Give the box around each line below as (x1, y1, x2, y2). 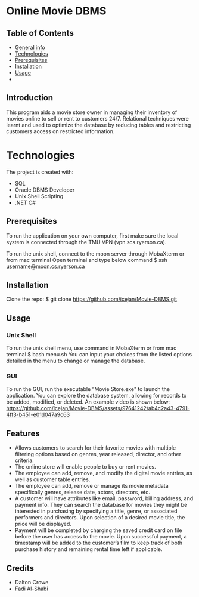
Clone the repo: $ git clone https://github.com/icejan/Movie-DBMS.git (6, 296, 178, 303)
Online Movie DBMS (6, 4, 107, 18)
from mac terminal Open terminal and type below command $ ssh (6, 256, 168, 263)
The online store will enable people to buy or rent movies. (14, 463, 156, 470)
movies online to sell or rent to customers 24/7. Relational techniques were (6, 115, 189, 122)
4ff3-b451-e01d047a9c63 (6, 411, 70, 418)
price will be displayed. (14, 521, 71, 528)
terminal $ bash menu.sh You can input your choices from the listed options (6, 351, 192, 358)
